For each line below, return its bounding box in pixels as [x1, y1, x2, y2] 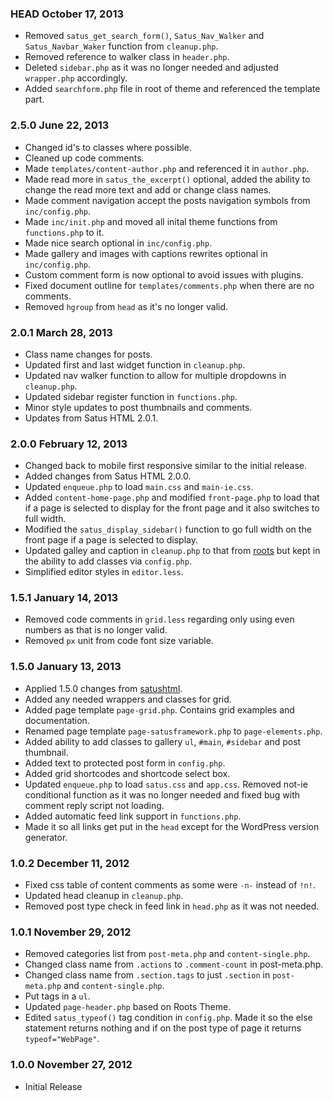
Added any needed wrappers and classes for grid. [24, 693, 232, 705]
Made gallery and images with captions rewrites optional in [24, 247, 268, 259]
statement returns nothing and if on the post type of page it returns [24, 1022, 302, 1034]
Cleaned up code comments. [24, 152, 145, 164]
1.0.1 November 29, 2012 [10, 925, 132, 939]
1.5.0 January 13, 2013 [10, 660, 122, 674]
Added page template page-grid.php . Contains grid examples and [24, 703, 295, 716]
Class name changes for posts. [24, 348, 153, 360]
